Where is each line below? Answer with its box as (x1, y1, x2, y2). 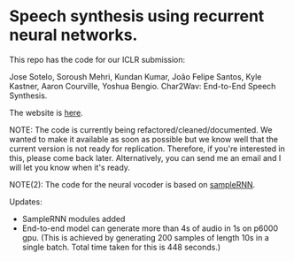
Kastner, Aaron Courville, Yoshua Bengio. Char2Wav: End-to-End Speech (9, 81, 276, 91)
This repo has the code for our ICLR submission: (9, 54, 186, 65)
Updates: (9, 196, 43, 207)
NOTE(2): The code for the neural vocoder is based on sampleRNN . (9, 179, 256, 189)
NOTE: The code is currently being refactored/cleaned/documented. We (9, 124, 273, 134)
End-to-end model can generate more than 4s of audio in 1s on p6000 (21, 223, 279, 234)
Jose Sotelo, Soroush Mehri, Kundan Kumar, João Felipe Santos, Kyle (9, 71, 262, 81)
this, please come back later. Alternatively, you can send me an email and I (9, 152, 282, 163)
